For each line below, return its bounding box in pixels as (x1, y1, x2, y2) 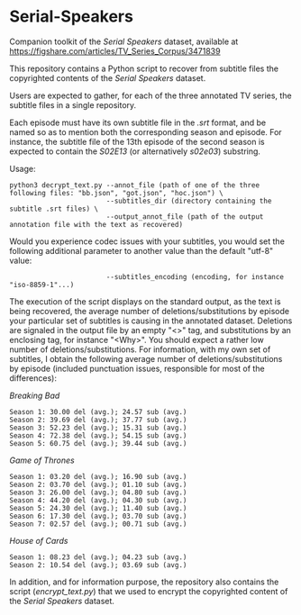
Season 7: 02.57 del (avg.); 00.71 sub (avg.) (9, 520, 187, 529)
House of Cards (9, 535, 68, 546)
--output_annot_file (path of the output (105, 212, 264, 222)
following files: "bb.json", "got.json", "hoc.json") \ (9, 188, 223, 197)
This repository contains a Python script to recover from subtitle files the (9, 63, 279, 74)
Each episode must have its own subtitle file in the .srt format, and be (9, 117, 267, 128)
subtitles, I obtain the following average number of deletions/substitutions (9, 353, 283, 364)
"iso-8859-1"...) (9, 280, 75, 289)
